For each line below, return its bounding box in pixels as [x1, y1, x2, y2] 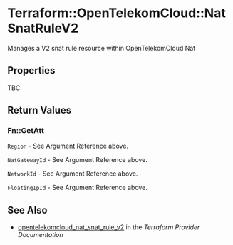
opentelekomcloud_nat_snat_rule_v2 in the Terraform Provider [17, 223, 200, 231]
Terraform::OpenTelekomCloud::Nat [7, 5, 226, 21]
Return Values [7, 104, 72, 116]
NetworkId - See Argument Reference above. [7, 169, 138, 178]
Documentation [17, 231, 63, 239]
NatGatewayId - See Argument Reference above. [7, 156, 148, 164]
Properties [7, 64, 56, 76]
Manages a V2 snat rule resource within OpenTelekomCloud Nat [7, 44, 196, 52]
